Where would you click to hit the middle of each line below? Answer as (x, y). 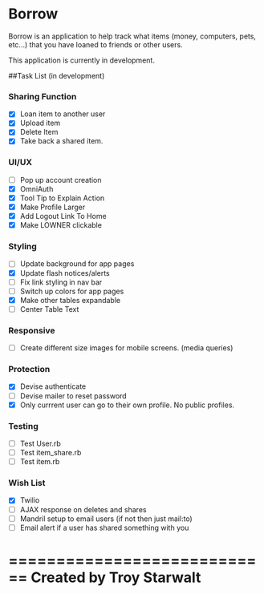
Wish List (27, 483)
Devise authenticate (53, 386)
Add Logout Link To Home (63, 216)
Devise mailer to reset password (73, 396)
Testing (23, 426)
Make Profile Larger (53, 207)
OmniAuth (37, 188)
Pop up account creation (61, 180)
